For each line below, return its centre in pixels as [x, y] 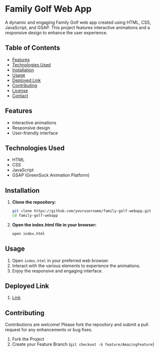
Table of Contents [33, 48]
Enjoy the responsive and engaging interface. [57, 271]
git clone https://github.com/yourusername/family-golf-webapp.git [81, 211]
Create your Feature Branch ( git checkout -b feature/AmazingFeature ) [83, 344]
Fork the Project [28, 339]
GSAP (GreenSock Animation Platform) [51, 175]
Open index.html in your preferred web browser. [61, 260]
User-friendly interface [35, 133]
